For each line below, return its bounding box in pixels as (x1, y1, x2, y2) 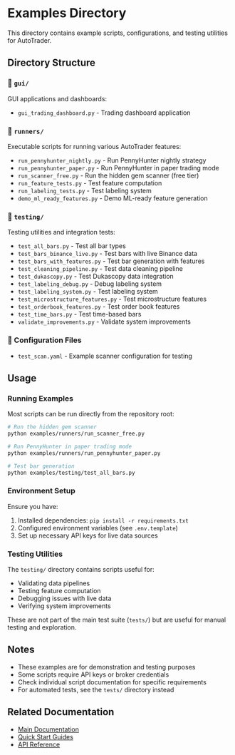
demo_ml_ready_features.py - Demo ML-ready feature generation (17, 194, 208, 202)
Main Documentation (17, 725, 80, 734)
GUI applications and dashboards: (7, 94, 108, 103)
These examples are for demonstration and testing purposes (17, 662, 196, 671)
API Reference (17, 740, 61, 749)
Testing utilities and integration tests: (7, 228, 115, 237)
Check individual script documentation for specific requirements (17, 677, 207, 686)
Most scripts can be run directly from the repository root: (7, 410, 174, 418)
